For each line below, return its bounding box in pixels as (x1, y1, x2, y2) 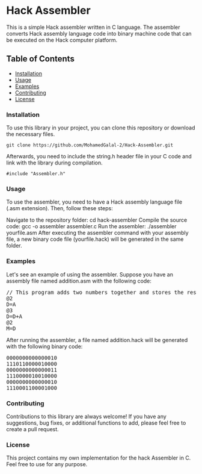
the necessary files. (6, 131, 55, 138)
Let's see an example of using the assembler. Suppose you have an (6, 270, 173, 278)
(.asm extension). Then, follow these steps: (6, 205, 113, 212)
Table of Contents (6, 54, 75, 64)
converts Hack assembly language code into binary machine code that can (6, 30, 192, 37)
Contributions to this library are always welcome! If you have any (6, 413, 167, 420)
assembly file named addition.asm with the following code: (6, 277, 152, 284)
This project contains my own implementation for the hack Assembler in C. (6, 454, 191, 461)
